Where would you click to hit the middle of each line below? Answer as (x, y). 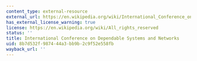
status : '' (19, 33)
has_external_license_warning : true (51, 22)
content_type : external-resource (47, 11)
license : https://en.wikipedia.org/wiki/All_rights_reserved (82, 28)
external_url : (23, 17)
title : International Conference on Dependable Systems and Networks (93, 38)
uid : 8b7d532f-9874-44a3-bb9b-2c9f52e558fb (60, 44)
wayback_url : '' (26, 49)
